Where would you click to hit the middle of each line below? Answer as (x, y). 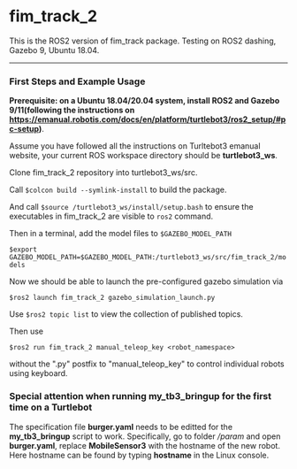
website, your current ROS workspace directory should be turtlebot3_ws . (144, 156)
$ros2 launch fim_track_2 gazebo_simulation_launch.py (112, 298)
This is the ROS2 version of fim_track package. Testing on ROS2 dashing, (143, 41)
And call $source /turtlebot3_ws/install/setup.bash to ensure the (131, 207)
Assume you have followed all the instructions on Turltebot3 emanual (135, 146)
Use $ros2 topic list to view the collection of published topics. (126, 314)
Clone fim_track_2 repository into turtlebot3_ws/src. (103, 173)
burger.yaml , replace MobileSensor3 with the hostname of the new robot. (145, 445)
